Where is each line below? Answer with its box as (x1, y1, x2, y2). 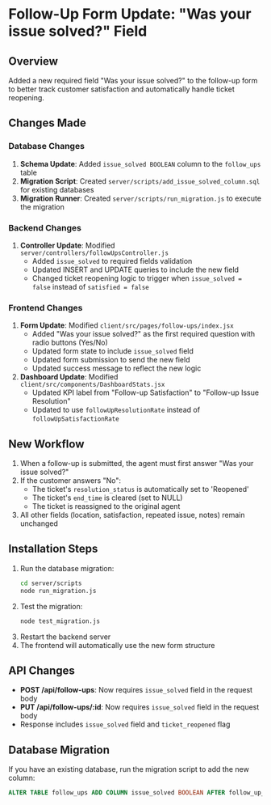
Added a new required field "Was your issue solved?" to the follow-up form (8, 76, 258, 85)
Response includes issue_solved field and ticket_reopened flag (19, 719, 231, 729)
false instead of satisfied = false (31, 282, 149, 291)
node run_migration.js (19, 587, 97, 595)
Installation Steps (8, 542, 98, 556)
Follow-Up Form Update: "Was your (8, 5, 252, 23)
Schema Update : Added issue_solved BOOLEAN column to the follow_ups (19, 159, 261, 168)
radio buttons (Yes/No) (31, 337, 109, 348)
